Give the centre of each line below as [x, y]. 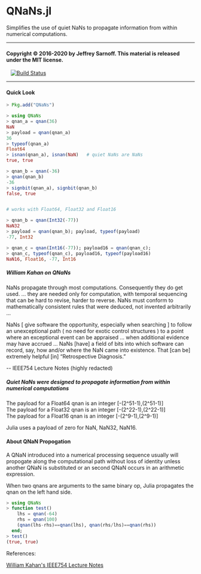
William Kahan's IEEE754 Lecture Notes [55, 565]
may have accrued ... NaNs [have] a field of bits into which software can [95, 344]
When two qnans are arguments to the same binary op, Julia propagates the [100, 485]
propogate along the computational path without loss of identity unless [93, 461]
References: [21, 553]
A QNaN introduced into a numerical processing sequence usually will [92, 455]
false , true [21, 194]
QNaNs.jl [29, 11]
